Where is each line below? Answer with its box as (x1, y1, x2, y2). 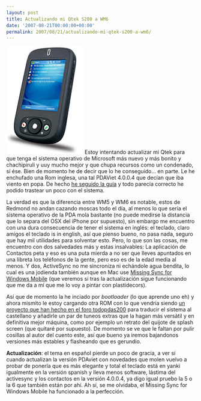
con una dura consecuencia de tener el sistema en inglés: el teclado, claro (6, 224, 190, 231)
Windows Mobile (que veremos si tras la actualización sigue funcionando (6, 275, 187, 283)
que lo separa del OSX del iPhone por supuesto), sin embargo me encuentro (6, 218, 195, 225)
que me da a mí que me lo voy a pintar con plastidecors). (6, 281, 147, 289)
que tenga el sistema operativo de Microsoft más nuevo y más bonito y (6, 155, 182, 162)
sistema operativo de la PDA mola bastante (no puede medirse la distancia (6, 211, 190, 219)
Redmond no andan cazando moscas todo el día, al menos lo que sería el (6, 205, 187, 212)
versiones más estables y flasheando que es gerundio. (6, 338, 142, 345)
